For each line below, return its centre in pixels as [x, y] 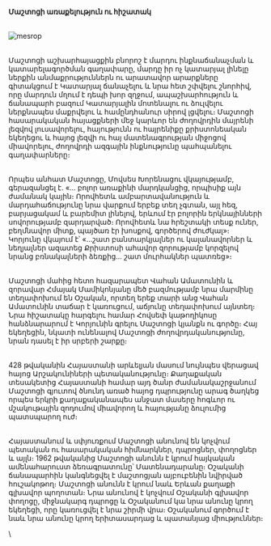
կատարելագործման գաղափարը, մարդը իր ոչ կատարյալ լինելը [129, 69]
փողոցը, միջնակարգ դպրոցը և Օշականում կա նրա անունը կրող [131, 501]
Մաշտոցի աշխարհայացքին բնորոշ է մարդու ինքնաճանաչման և [131, 60]
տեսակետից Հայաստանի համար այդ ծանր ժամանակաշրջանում [132, 382]
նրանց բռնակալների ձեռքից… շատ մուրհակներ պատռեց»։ [120, 256]
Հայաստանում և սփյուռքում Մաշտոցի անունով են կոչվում [119, 441]
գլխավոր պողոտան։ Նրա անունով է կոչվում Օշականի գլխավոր [129, 492]
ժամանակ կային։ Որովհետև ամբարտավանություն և [109, 196]
